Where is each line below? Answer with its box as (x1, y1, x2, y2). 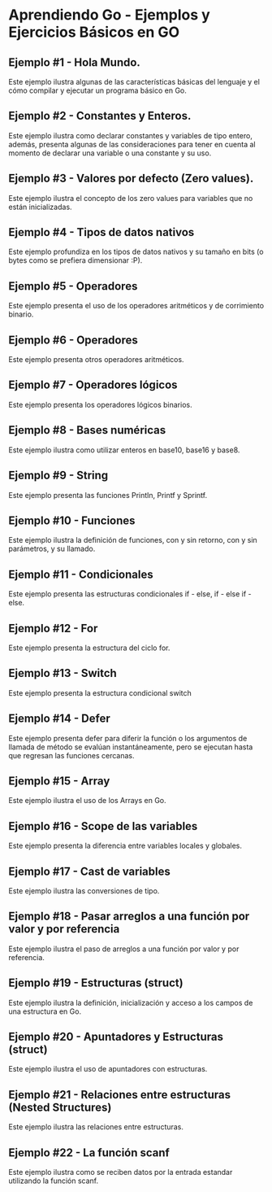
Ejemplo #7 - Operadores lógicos (8, 378, 178, 392)
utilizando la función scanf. (8, 1176, 99, 1185)
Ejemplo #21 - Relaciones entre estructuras (8, 1088, 231, 1102)
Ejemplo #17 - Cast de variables (8, 864, 171, 878)
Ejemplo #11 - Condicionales (8, 567, 153, 581)
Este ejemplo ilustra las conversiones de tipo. (8, 886, 160, 896)
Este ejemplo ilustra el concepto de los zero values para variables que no (8, 193, 253, 203)
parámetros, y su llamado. (8, 544, 96, 554)
